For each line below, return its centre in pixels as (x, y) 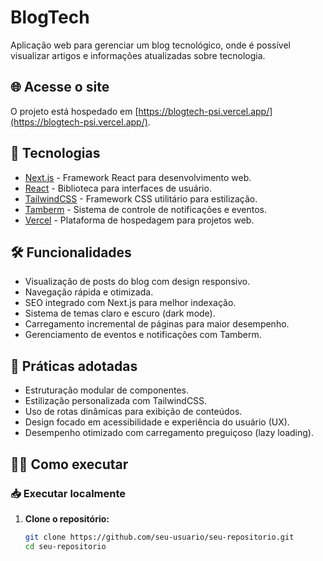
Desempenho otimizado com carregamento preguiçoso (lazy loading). (169, 433)
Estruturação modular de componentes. (107, 390)
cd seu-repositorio (65, 546)
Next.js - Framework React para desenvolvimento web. (138, 177)
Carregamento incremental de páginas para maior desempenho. (157, 324)
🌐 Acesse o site (60, 87)
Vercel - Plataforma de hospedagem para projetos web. (139, 220)
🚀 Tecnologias (55, 153)
